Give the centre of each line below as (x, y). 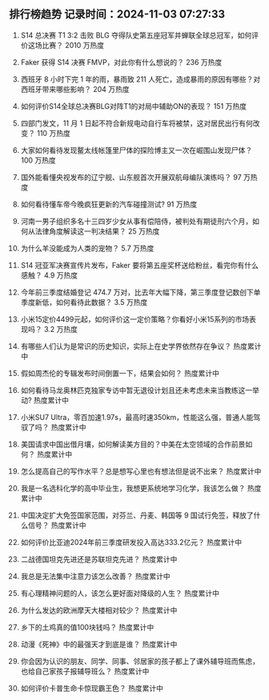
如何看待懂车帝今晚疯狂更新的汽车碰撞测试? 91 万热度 (109, 204)
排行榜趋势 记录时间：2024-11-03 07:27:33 (117, 14)
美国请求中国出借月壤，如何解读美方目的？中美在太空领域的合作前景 (133, 444)
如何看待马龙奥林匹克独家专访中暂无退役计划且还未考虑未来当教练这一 (137, 390)
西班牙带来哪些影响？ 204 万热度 (75, 89)
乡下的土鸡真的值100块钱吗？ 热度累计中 (87, 627)
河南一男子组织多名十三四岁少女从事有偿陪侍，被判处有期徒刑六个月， (137, 221)
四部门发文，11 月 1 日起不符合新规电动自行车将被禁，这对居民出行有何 (137, 123)
